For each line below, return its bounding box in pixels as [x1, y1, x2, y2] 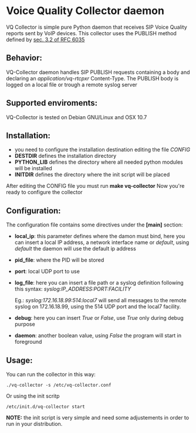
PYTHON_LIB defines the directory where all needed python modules [14, 158, 183, 165]
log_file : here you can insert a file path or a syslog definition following [14, 279, 184, 286]
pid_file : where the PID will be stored [14, 256, 104, 263]
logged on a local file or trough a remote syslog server [6, 81, 138, 88]
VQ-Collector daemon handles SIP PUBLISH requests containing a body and [6, 69, 190, 76]
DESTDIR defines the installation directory [14, 153, 117, 160]
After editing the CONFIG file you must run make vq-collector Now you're [6, 182, 185, 190]
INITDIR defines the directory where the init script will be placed [14, 171, 170, 178]
